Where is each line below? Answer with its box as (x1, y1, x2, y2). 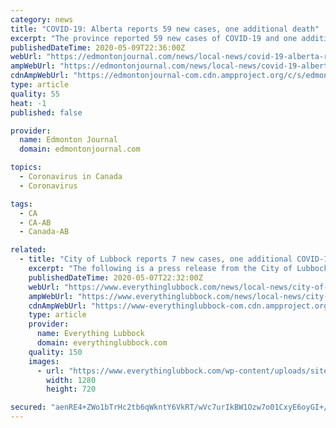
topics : (10, 162, 43, 173)
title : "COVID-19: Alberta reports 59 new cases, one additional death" (10, 24, 320, 34)
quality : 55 (10, 89, 60, 99)
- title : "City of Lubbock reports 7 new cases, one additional (19, 254, 293, 265)
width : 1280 (46, 375, 97, 385)
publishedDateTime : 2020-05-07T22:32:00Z (28, 272, 203, 283)
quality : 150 (28, 347, 83, 357)
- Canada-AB (19, 227, 70, 237)
